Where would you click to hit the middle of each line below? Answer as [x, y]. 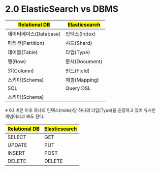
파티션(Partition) [26, 43]
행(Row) [17, 61]
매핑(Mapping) [82, 80]
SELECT [17, 137]
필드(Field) [78, 71]
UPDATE [17, 145]
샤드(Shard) [79, 43]
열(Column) [21, 71]
